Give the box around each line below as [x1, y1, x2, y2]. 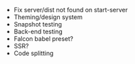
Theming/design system [13, 13, 83, 21]
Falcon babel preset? [13, 35, 74, 43]
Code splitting [13, 49, 54, 57]
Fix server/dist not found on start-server [13, 6, 128, 14]
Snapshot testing [13, 20, 62, 28]
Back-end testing [13, 27, 63, 35]
